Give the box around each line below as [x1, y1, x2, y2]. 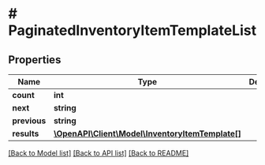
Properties [8, 53, 62, 66]
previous [12, 115, 47, 126]
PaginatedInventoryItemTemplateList [8, 21, 257, 39]
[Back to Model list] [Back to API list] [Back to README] [8, 148, 189, 158]
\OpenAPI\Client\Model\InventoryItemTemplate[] [54, 128, 242, 139]
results [12, 128, 39, 139]
